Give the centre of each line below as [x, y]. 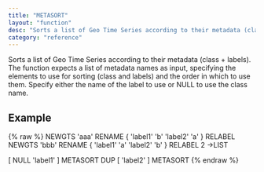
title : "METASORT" [38, 15]
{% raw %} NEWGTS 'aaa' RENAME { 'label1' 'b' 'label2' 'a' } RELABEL [122, 137]
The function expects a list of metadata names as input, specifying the [122, 68]
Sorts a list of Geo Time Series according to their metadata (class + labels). [130, 60]
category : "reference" [45, 37]
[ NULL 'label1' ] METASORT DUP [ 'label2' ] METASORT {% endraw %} [124, 160]
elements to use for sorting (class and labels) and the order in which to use [130, 76]
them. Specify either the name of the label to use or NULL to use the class [128, 85]
